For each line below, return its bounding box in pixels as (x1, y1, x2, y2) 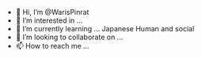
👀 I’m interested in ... (15, 16, 83, 25)
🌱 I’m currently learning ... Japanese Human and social (15, 24, 195, 33)
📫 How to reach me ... (15, 42, 90, 50)
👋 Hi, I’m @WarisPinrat (15, 8, 90, 16)
